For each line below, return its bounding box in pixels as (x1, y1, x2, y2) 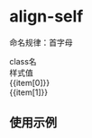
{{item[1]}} (9, 87, 49, 98)
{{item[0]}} (9, 77, 51, 88)
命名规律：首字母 (9, 37, 73, 47)
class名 (9, 56, 38, 66)
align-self (9, 6, 84, 27)
